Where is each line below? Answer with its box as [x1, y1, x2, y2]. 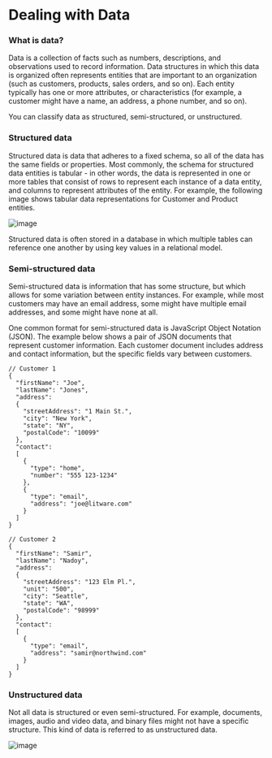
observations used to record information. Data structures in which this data [8, 62, 260, 71]
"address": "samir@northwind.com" [29, 649, 148, 657]
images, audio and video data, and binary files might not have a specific [8, 717, 249, 726]
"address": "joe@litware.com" [29, 500, 132, 509]
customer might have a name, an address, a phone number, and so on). [8, 96, 248, 106]
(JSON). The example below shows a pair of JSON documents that [8, 331, 232, 342]
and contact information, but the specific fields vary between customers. [8, 349, 253, 359]
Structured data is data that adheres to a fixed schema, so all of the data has [8, 150, 265, 160]
